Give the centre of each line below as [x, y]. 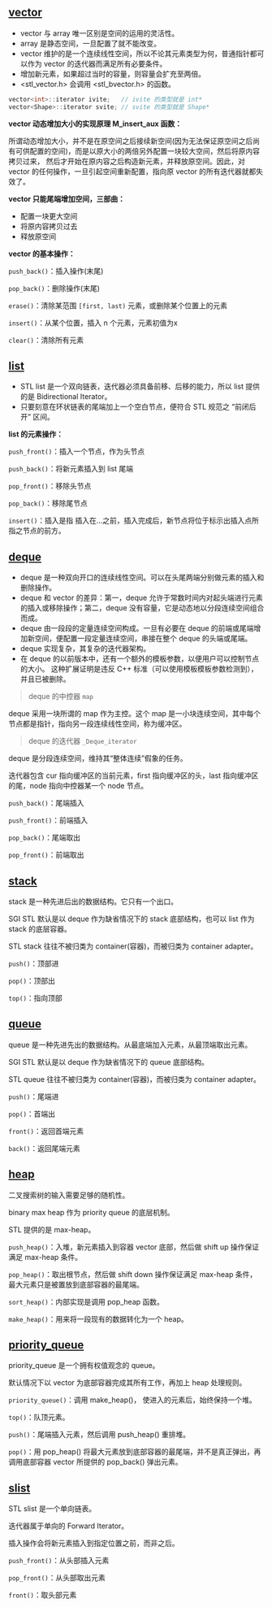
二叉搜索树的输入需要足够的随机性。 [69, 1195]
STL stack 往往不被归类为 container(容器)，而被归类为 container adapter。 [133, 946]
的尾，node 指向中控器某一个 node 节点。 [78, 786]
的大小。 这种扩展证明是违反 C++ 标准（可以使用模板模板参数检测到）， [139, 669]
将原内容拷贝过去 [49, 226]
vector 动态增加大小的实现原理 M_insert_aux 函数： [95, 124]
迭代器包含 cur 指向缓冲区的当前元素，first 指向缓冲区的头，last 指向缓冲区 [134, 775]
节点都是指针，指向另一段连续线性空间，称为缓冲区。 [97, 724]
